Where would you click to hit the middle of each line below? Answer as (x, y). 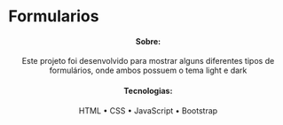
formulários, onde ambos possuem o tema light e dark (148, 70)
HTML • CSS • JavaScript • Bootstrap (148, 110)
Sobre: (148, 41)
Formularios (54, 16)
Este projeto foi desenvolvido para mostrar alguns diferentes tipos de (148, 61)
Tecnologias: (148, 90)
